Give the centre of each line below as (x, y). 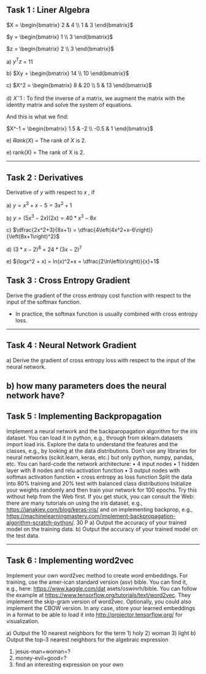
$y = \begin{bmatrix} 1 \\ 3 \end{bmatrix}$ (60, 37)
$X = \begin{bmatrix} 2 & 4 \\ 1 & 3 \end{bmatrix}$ (70, 25)
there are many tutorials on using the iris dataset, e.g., (74, 503)
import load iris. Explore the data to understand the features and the (92, 444)
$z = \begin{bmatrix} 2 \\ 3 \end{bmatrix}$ (60, 48)
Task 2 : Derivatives (45, 177)
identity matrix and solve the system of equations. (70, 105)
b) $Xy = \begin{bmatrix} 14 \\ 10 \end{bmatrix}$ (68, 74)
